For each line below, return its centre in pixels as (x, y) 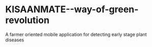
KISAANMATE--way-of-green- (72, 9)
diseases (15, 40)
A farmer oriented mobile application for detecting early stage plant (76, 34)
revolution (27, 20)
